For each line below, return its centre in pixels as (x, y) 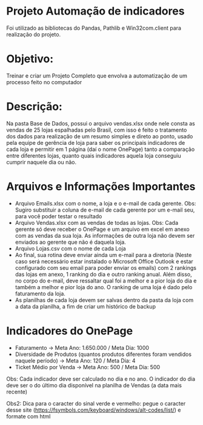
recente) (17, 392)
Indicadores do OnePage (70, 331)
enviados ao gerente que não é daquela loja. (70, 242)
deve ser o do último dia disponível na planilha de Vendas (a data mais (94, 385)
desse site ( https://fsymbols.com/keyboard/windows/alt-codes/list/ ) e (94, 410)
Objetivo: (30, 59)
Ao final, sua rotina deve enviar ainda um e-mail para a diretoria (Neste (103, 255)
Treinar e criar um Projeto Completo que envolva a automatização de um (97, 75)
